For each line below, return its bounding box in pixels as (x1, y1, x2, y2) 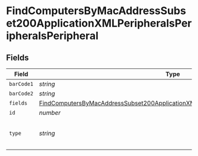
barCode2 (9, 90, 34, 97)
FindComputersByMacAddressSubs (6, 4, 187, 18)
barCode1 (9, 81, 34, 87)
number (39, 109, 61, 117)
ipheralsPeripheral (6, 29, 99, 42)
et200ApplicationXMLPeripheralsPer (6, 16, 192, 30)
